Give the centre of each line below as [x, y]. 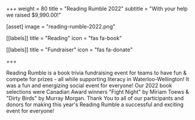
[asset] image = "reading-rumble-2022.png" [61, 27]
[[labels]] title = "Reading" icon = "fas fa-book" [64, 38]
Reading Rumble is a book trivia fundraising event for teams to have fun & [96, 73]
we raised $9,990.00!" [34, 15]
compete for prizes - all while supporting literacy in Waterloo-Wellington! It [98, 79]
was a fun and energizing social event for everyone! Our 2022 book [89, 85]
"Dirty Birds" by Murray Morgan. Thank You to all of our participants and [95, 98]
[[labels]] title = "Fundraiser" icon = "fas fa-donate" [69, 50]
